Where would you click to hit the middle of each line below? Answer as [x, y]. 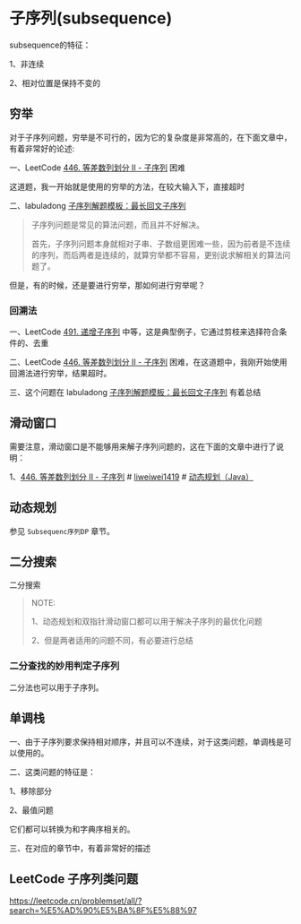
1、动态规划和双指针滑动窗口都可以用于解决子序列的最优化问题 [146, 622]
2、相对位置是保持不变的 [55, 82]
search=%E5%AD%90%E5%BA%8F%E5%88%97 [103, 911]
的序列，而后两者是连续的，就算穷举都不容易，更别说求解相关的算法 [157, 255]
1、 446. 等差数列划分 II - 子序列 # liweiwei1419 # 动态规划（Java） [131, 477]
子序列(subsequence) [91, 18]
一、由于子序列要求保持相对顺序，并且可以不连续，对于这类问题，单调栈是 [146, 741]
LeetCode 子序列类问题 [74, 879]
